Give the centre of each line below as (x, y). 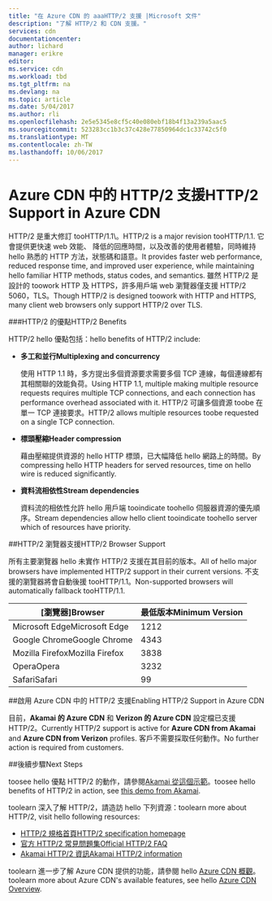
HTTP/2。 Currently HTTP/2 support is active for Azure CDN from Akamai (132, 728)
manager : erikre (36, 54)
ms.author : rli (34, 115)
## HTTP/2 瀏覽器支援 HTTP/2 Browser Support (87, 544)
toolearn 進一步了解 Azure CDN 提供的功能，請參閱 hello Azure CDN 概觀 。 (134, 871)
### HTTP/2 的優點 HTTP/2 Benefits (68, 321)
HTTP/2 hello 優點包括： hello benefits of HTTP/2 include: (105, 339)
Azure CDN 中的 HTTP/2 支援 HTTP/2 (134, 195)
